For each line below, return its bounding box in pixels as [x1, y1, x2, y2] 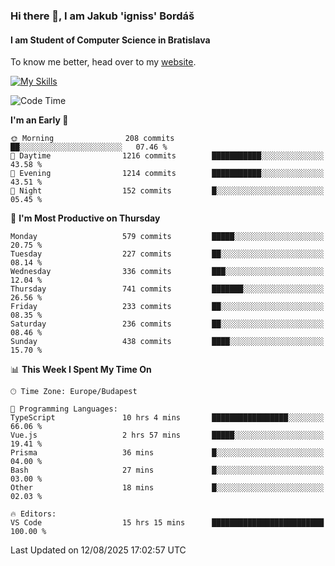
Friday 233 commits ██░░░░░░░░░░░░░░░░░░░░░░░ [10, 302, 325, 312]
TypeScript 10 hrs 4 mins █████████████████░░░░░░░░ [10, 413, 325, 423]
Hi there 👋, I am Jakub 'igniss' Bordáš [10, 9, 195, 23]
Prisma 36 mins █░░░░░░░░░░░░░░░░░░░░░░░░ [10, 448, 325, 458]
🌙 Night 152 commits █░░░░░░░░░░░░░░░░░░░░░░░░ [10, 186, 325, 196]
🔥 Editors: [10, 509, 57, 519]
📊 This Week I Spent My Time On [10, 364, 152, 376]
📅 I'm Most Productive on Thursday [10, 212, 161, 224]
